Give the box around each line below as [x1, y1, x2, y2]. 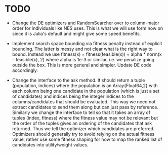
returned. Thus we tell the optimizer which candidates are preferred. [12, 125, 155, 132]
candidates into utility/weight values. [12, 141, 89, 147]
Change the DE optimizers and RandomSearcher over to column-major [12, 20, 160, 26]
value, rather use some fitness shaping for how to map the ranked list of [12, 136, 162, 142]
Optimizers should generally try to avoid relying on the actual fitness [12, 131, 155, 137]
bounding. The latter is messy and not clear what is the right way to [12, 46, 153, 52]
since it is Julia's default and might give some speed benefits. [12, 30, 141, 36]
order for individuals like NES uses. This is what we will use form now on [12, 25, 163, 31]
